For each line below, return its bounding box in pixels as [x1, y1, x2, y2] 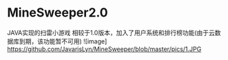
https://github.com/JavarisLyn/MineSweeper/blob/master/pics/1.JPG [7, 45, 202, 53]
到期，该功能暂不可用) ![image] [19, 37, 107, 46]
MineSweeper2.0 [7, 5, 108, 21]
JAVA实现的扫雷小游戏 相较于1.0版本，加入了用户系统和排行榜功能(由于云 [7, 28, 216, 37]
